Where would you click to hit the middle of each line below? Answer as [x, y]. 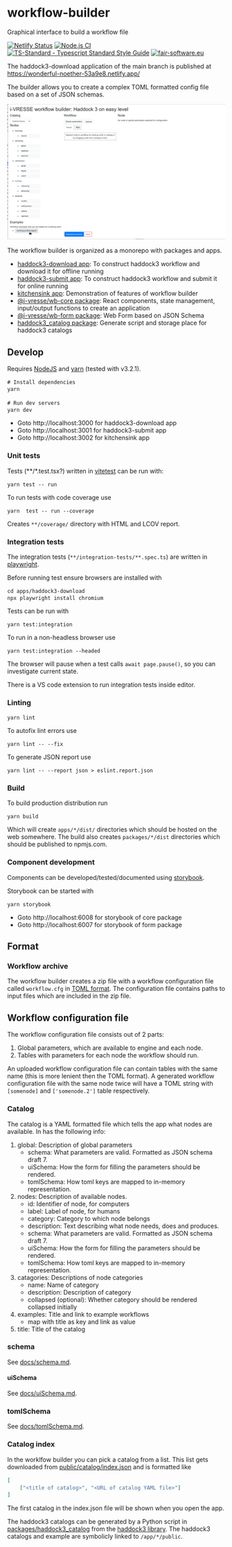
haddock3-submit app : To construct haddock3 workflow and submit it [117, 279]
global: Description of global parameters [75, 1145]
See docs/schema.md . [39, 1362]
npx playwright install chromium [55, 598]
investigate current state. [43, 671]
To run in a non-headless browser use [61, 637]
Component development [51, 863]
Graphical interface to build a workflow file [68, 32]
